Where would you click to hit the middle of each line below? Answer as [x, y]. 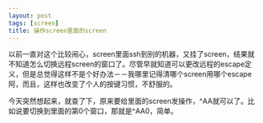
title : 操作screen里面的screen [57, 30]
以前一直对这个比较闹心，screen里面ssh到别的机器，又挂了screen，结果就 [131, 54]
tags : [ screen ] [34, 23]
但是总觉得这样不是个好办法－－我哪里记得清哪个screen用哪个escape [137, 74]
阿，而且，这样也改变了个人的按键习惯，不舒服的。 [93, 84]
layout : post [30, 16]
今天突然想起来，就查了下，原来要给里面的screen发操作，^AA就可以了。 [128, 101]
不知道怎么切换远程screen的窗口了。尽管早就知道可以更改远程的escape [127, 64]
